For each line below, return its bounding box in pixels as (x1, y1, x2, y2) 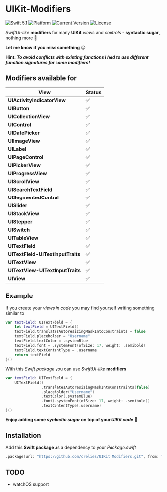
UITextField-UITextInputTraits (8, 250, 81, 257)
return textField (14, 352, 51, 357)
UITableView (8, 234, 39, 241)
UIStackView (8, 210, 39, 217)
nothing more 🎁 (5, 35, 37, 41)
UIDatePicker (8, 129, 40, 136)
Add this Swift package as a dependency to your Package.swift (5, 444, 136, 451)
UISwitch (8, 226, 30, 233)
